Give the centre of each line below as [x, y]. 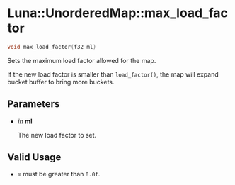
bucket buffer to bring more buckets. [61, 82]
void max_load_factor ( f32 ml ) [52, 47]
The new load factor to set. [57, 135]
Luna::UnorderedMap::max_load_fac [117, 13]
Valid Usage [34, 157]
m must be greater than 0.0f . [59, 174]
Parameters [34, 104]
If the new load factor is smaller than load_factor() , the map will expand [113, 74]
